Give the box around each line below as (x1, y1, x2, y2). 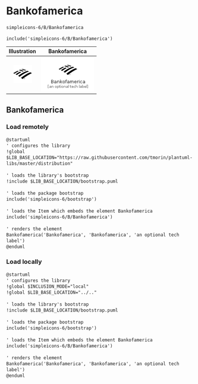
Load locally (6, 257, 42, 266)
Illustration (8, 48, 37, 55)
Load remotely (6, 122, 49, 131)
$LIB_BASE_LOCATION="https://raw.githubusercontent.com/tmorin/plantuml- (6, 155, 193, 160)
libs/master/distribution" (6, 160, 73, 166)
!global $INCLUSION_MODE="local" (6, 284, 89, 289)
